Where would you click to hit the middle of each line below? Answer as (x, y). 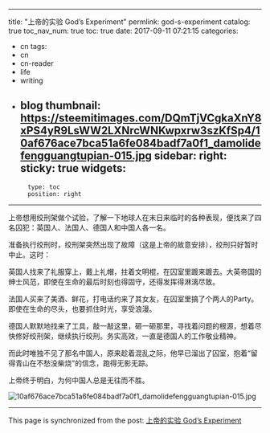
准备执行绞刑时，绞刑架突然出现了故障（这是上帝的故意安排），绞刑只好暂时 (133, 244)
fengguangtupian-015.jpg (86, 156)
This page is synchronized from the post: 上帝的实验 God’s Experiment (125, 420)
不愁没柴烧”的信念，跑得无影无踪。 (94, 363)
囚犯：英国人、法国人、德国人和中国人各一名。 (92, 227)
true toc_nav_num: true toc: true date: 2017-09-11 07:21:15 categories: (123, 31)
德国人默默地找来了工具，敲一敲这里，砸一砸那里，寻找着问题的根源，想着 (131, 325)
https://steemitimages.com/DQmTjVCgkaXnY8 (141, 118)
